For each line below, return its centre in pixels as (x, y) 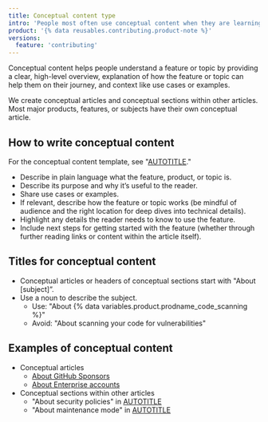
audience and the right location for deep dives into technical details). (133, 211)
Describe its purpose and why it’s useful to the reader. (108, 185)
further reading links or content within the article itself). (110, 236)
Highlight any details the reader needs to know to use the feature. (128, 219)
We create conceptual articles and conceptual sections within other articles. (133, 101)
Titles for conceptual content (82, 261)
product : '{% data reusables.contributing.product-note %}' (110, 30)
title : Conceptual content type (62, 16)
